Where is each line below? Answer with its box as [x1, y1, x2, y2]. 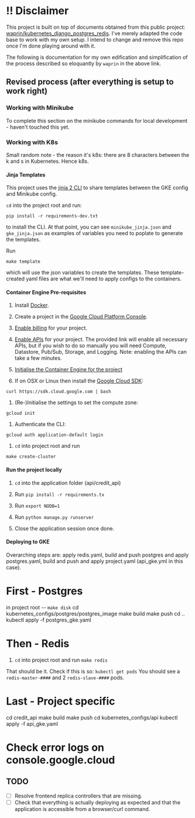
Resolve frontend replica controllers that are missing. [14, 792, 142, 799]
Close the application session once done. [14, 525, 115, 532]
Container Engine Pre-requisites [6, 289, 87, 296]
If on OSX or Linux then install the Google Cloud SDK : [14, 377, 143, 384]
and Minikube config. [6, 190, 57, 197]
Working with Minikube [6, 104, 74, 112]
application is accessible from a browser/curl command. [14, 805, 150, 812]
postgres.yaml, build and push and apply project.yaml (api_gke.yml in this [6, 557, 183, 565]
